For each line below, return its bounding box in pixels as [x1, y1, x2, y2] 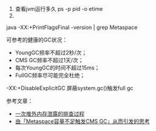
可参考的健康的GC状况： [6, 36, 68, 43]
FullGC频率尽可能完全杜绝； [15, 72, 86, 78]
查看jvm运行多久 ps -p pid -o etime [15, 5, 103, 12]
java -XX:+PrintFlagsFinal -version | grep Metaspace [6, 24, 138, 31]
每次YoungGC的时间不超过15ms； [15, 64, 100, 71]
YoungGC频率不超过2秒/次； [15, 49, 87, 56]
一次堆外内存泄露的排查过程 [15, 110, 85, 117]
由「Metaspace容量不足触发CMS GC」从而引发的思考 [15, 118, 150, 125]
